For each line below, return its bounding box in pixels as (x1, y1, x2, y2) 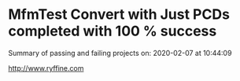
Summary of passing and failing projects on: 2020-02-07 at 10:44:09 (8, 48, 232, 57)
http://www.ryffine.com (8, 63, 84, 72)
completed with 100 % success (8, 22, 217, 40)
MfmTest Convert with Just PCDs (8, 6, 231, 24)
